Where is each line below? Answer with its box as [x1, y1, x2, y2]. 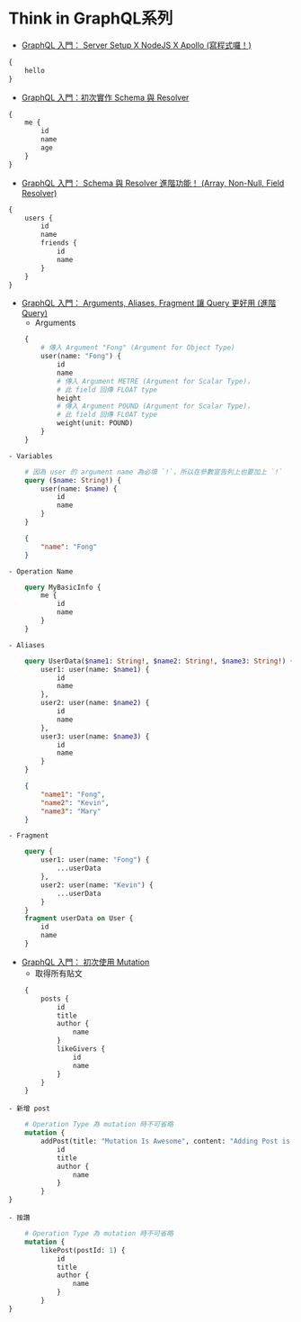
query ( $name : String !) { [24, 475, 122, 484]
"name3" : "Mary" [40, 807, 102, 816]
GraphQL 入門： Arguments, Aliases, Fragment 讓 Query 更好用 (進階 [21, 298, 277, 309]
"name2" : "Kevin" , [40, 798, 110, 807]
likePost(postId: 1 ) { [40, 1245, 126, 1254]
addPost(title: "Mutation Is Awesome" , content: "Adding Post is [40, 1136, 291, 1146]
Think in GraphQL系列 [8, 8, 173, 29]
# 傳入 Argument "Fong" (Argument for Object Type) [40, 343, 235, 352]
